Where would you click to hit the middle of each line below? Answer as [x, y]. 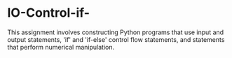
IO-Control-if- [48, 13]
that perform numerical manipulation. [61, 47]
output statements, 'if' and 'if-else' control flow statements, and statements [116, 39]
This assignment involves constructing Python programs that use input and [116, 32]
